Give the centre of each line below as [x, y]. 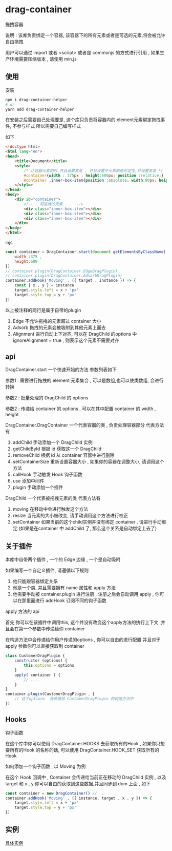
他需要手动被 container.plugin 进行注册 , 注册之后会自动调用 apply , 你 [86, 594]
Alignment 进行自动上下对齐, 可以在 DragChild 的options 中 [75, 334]
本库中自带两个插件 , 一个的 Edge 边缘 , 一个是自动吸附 [63, 559]
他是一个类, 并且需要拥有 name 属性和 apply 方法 [64, 588]
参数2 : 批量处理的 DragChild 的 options [47, 398]
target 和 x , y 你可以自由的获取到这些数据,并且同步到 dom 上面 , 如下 [78, 783]
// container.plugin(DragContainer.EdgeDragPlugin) [61, 271]
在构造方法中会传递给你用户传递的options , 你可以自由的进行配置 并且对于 [83, 640]
